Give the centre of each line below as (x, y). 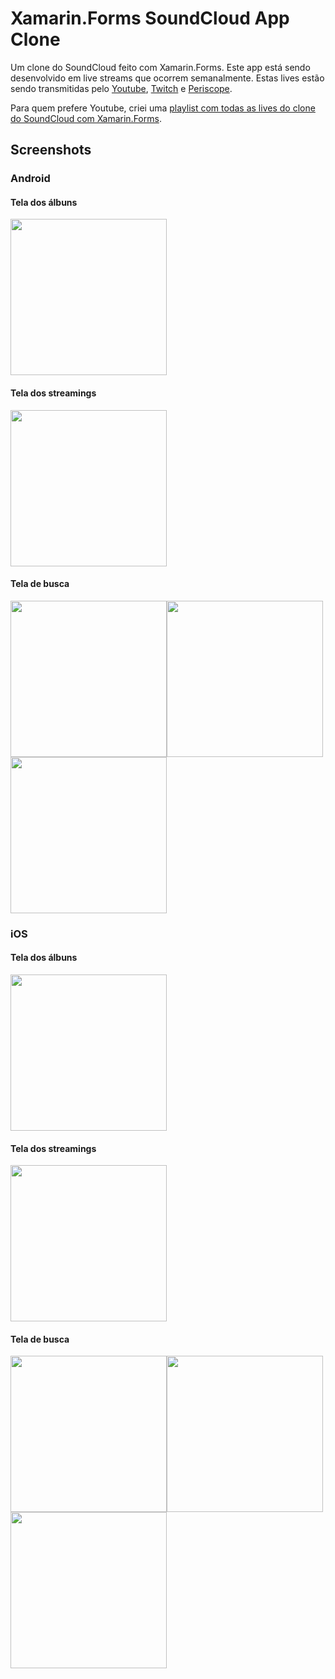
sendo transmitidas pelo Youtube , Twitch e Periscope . (121, 88)
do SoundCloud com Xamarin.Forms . (86, 118)
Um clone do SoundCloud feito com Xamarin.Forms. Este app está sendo (160, 67)
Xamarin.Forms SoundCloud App (150, 18)
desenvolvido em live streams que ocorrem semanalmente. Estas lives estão (167, 78)
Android (30, 179)
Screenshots (51, 150)
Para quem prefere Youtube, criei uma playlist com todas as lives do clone (163, 108)
